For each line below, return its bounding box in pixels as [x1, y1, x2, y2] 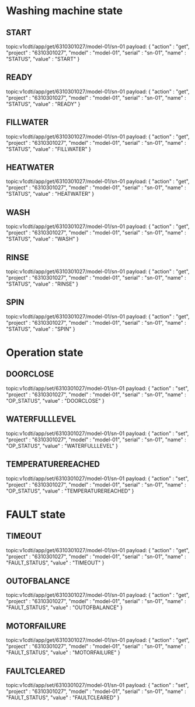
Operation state [6, 346, 83, 359]
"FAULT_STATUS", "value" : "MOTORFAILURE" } [6, 649, 121, 656]
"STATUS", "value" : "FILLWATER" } [6, 145, 92, 152]
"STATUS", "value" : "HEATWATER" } [6, 191, 95, 198]
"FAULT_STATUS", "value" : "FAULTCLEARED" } [6, 694, 120, 701]
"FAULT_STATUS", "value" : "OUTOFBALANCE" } [6, 604, 123, 611]
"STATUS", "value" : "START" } [6, 56, 80, 62]
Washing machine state [6, 4, 123, 18]
